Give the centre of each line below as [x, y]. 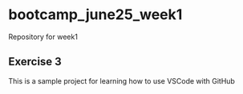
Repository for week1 [43, 37]
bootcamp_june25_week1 [95, 15]
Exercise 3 [35, 62]
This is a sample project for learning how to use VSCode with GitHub [121, 80]
